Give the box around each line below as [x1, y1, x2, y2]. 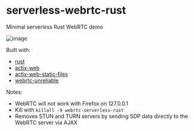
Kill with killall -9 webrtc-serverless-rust [14, 106, 124, 113]
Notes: [6, 88, 23, 95]
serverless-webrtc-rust [6, 4, 126, 17]
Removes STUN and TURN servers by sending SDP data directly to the [14, 113, 189, 120]
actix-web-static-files [14, 70, 68, 77]
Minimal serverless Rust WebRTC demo [6, 23, 103, 30]
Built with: [6, 46, 31, 54]
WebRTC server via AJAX [14, 118, 78, 126]
